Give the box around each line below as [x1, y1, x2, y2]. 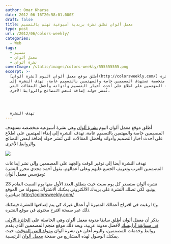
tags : [5, 45, 17, 50]
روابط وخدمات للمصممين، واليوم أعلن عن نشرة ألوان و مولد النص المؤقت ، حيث [5, 228, 155, 234]
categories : [5, 36, 31, 41]
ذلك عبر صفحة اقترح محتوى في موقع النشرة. [5, 207, 91, 213]
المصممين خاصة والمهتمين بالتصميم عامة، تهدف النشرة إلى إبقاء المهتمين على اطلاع [5, 130, 164, 136]
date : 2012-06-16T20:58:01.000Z [5, 12, 74, 17]
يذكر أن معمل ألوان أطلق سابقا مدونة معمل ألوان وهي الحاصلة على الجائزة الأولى [5, 217, 159, 223]
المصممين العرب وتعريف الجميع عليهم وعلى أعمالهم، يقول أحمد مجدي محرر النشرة [5, 166, 163, 172]
